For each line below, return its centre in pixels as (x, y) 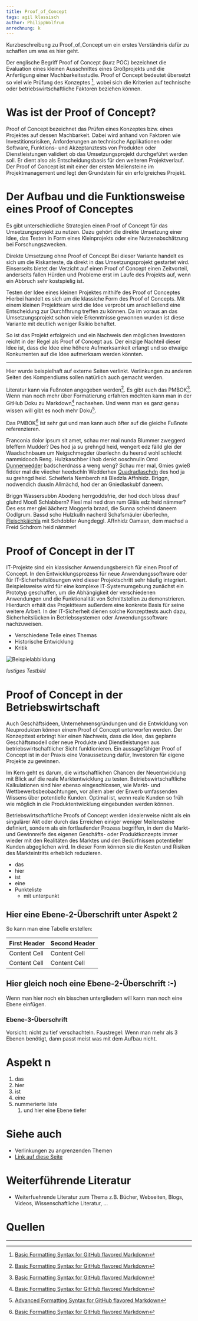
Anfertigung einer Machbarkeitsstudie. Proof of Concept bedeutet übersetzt (98, 75)
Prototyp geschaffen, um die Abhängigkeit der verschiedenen (81, 593)
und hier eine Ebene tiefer (55, 1110)
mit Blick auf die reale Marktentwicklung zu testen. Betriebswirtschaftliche (96, 779)
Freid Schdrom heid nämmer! (41, 527)
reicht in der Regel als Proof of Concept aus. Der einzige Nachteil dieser (93, 341)
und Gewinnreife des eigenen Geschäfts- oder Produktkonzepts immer (92, 834)
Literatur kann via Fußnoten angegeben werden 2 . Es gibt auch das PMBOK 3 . (99, 389)
